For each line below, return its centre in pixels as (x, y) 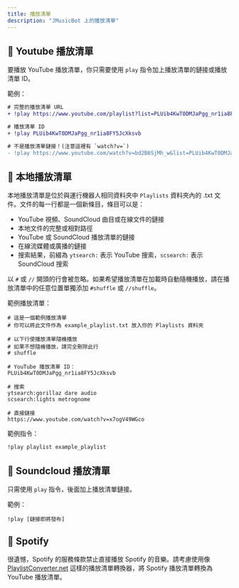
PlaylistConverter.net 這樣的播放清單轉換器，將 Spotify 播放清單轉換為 (110, 568)
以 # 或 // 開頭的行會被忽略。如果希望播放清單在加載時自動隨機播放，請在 (116, 279)
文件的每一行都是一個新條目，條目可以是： (82, 205)
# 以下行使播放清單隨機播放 (43, 339)
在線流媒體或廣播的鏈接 (52, 246)
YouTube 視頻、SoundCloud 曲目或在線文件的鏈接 (91, 220)
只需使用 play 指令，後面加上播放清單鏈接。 (72, 490)
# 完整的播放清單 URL (36, 108)
